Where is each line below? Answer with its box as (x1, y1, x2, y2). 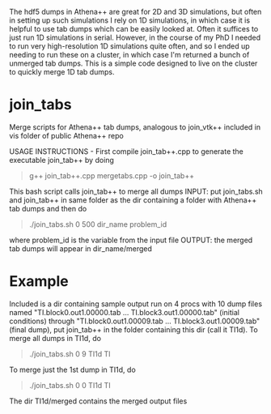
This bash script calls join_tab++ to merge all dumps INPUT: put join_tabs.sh (9, 186, 264, 196)
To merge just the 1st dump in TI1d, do (9, 365, 136, 374)
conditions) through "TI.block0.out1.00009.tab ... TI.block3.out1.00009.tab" (9, 316, 260, 326)
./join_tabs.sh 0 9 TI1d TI (28, 348, 112, 359)
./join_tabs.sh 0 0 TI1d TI (28, 380, 112, 390)
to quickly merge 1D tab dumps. (9, 67, 115, 76)
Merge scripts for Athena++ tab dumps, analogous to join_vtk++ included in (9, 122, 261, 132)
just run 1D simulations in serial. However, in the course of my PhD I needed (9, 32, 261, 42)
